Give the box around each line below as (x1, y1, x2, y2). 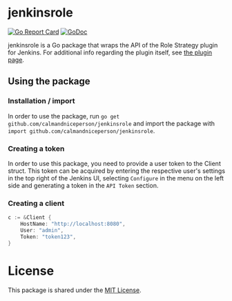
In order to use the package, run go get (8, 112, 120, 120)
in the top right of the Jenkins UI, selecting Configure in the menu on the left (8, 174, 224, 182)
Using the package (8, 76, 90, 87)
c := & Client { (8, 214, 52, 221)
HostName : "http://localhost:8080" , (20, 220, 126, 228)
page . (8, 55, 25, 63)
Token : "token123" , (20, 233, 77, 240)
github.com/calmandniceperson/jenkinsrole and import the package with (8, 119, 215, 127)
